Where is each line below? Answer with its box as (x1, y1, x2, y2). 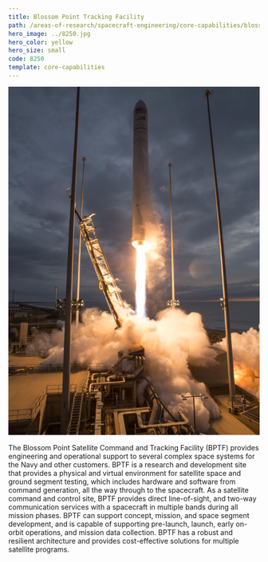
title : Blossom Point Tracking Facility (8, 13, 145, 21)
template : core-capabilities (8, 64, 105, 72)
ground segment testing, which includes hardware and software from (8, 477, 236, 486)
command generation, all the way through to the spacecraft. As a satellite (8, 485, 249, 495)
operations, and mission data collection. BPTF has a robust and (25, 528, 234, 537)
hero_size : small (8, 46, 66, 55)
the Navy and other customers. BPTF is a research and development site (8, 460, 247, 470)
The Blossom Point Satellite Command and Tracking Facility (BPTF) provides (8, 443, 259, 453)
